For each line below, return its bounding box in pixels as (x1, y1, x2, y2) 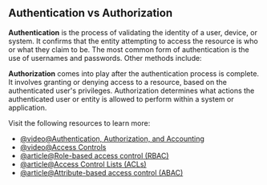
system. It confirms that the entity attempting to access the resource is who (8, 36, 258, 46)
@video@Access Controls (19, 142, 107, 151)
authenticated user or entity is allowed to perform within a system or (8, 94, 234, 103)
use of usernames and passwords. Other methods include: (8, 53, 202, 62)
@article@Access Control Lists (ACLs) (19, 159, 147, 169)
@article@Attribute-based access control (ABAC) (19, 167, 184, 177)
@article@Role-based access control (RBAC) (19, 151, 170, 160)
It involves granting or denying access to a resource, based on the (8, 77, 227, 86)
